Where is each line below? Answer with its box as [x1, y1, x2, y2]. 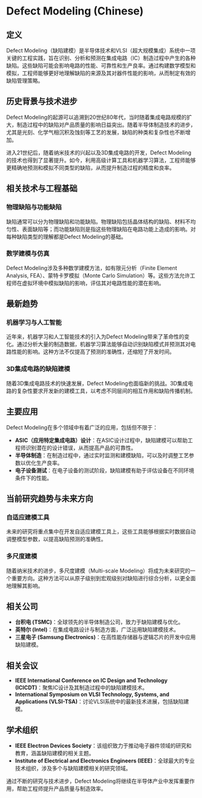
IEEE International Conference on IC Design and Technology [14, 677, 168, 684]
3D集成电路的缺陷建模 [6, 365, 70, 373]
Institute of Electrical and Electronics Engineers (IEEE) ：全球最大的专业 [14, 757, 195, 764]
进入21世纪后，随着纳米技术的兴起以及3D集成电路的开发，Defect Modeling [6, 149, 192, 156]
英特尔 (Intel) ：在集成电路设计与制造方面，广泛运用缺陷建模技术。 [14, 626, 179, 633]
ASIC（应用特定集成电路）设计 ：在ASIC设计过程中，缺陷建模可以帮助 [14, 436, 188, 444]
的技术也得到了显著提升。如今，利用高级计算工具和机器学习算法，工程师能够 [6, 156, 196, 163]
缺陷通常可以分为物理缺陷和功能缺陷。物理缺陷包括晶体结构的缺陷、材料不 [6, 218, 191, 225]
